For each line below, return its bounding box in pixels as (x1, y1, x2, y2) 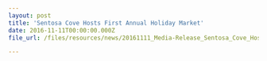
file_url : (8, 33, 41, 42)
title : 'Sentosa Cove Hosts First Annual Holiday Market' (8, 19, 204, 27)
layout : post (8, 11, 52, 20)
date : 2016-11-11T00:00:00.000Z (8, 26, 115, 34)
